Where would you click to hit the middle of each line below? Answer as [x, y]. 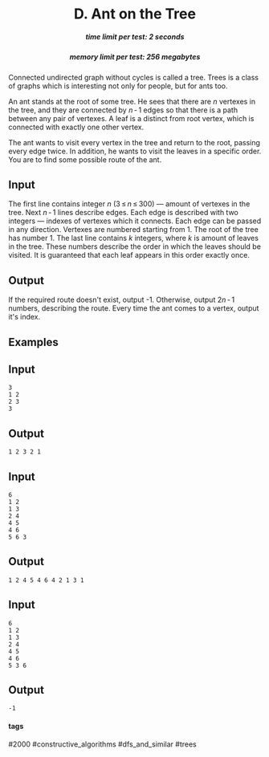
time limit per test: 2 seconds [135, 36]
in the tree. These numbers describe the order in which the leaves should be [134, 246]
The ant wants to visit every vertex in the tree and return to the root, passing [134, 142]
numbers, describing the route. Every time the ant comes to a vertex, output [134, 308]
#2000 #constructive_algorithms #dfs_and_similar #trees [102, 744]
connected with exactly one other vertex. [76, 127]
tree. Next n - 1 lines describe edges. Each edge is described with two [123, 213]
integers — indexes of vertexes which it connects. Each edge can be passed [135, 221]
